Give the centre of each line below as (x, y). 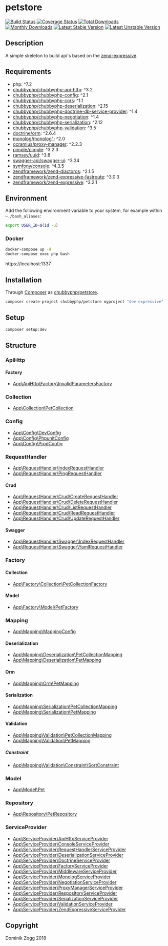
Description (24, 43)
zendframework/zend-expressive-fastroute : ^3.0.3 (66, 176)
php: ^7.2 (22, 84)
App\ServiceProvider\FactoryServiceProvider (60, 865)
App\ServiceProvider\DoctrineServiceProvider (61, 860)
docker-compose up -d (28, 249)
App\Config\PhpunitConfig (41, 438)
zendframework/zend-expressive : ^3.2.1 (55, 182)
